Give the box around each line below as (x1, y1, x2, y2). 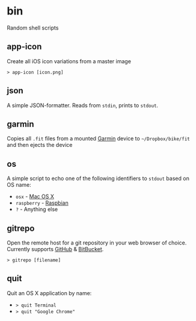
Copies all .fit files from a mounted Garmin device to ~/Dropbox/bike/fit (7, 135, 190, 142)
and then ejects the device (7, 142, 73, 149)
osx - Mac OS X (15, 193, 55, 200)
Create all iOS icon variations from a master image (7, 57, 132, 64)
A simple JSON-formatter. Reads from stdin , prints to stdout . (7, 101, 159, 109)
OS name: (7, 181, 32, 189)
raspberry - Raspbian (15, 199, 69, 207)
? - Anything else (15, 206, 58, 213)
